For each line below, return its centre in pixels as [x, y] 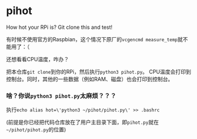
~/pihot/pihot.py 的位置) [36, 130]
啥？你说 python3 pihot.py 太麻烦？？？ [61, 95]
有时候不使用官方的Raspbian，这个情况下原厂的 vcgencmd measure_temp [92, 39]
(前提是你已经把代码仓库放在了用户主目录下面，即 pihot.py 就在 [83, 123]
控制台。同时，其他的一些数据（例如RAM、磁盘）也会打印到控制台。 [90, 79]
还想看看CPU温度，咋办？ [38, 59]
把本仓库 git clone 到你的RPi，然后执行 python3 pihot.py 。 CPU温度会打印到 [98, 71]
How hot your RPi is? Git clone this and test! [59, 27]
